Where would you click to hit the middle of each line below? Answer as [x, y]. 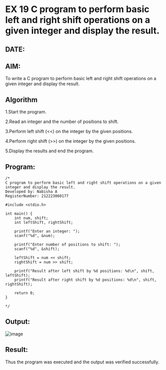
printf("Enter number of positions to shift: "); [68, 245]
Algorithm [21, 100]
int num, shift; [32, 218]
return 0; [25, 293]
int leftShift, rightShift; [44, 223]
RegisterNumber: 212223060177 [37, 196]
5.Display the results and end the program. [50, 151]
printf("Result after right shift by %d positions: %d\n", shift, [86, 280]
